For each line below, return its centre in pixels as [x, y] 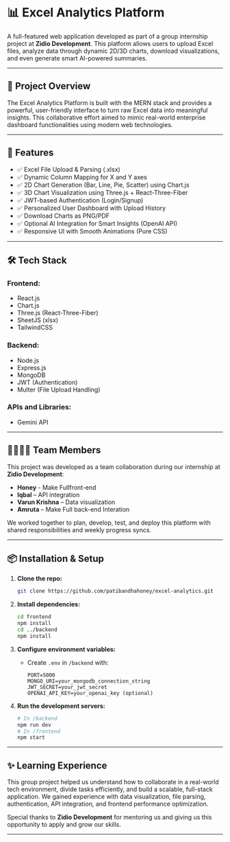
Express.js [31, 367]
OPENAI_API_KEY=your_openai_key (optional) [90, 693]
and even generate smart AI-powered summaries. [77, 58]
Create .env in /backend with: [68, 662]
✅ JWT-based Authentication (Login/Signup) [80, 200]
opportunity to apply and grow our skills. [64, 825]
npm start [31, 738]
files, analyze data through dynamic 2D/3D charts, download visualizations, [114, 51]
